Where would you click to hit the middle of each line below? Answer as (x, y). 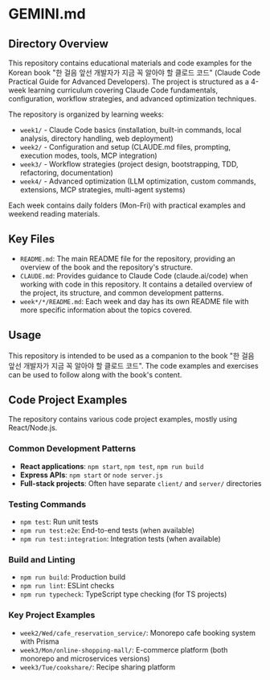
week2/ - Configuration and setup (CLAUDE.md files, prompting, (125, 147)
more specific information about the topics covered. (106, 310)
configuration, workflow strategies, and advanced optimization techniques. (133, 99)
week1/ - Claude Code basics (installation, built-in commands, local (131, 130)
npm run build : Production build (73, 577)
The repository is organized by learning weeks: (86, 114)
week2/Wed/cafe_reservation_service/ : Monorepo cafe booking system (137, 633)
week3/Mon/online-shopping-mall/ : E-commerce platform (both (124, 649)
